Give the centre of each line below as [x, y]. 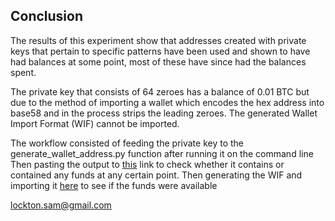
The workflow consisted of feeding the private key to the [127, 143]
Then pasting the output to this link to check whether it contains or [147, 164]
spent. [23, 72]
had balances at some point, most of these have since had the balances [158, 61]
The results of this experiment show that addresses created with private [158, 40]
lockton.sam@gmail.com [61, 205]
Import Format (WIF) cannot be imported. [95, 123]
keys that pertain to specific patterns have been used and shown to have [160, 51]
